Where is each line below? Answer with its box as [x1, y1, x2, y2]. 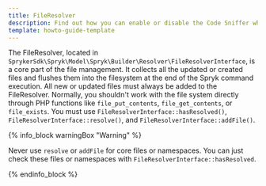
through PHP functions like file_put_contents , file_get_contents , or [8, 98, 233, 108]
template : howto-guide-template [8, 26, 115, 34]
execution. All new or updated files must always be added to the [8, 82, 218, 91]
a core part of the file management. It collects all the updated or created [8, 65, 244, 74]
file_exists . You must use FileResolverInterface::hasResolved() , [8, 107, 227, 116]
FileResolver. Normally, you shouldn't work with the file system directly [8, 90, 239, 100]
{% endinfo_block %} [8, 169, 78, 179]
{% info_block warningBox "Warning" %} [8, 131, 142, 140]
